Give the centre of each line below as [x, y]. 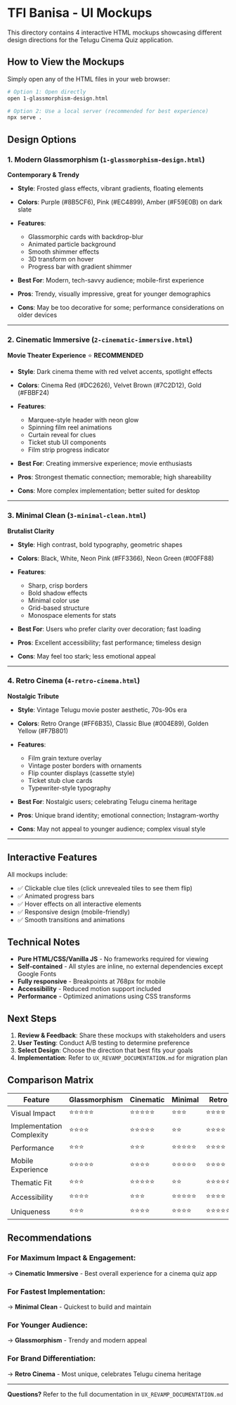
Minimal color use [53, 600]
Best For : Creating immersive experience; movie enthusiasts [105, 464]
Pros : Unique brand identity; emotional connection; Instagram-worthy [118, 815]
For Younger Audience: [47, 1325]
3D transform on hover [61, 259]
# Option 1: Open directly [47, 92]
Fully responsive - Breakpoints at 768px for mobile [92, 981]
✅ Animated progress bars [56, 896]
